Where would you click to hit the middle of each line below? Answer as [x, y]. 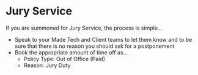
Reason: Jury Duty [47, 65]
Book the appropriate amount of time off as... [71, 52]
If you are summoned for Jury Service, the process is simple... [84, 28]
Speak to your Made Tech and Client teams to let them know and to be [103, 39]
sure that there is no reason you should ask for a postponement [94, 46]
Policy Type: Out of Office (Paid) [64, 59]
